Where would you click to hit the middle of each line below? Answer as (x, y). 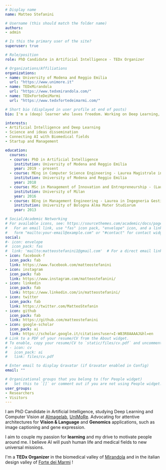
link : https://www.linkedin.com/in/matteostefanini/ (65, 293)
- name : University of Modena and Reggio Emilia (56, 78)
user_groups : (19, 388)
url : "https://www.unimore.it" (42, 82)
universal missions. (25, 447)
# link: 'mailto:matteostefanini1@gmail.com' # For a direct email (78, 251)
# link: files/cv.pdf (30, 357)
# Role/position (22, 55)
